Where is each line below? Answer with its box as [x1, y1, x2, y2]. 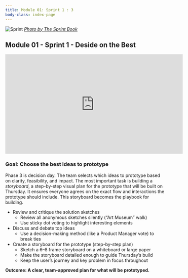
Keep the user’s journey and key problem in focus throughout [20, 257, 148, 263]
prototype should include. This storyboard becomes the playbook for [5, 194, 149, 200]
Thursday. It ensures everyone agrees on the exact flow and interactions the [5, 188, 165, 195]
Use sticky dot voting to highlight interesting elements [20, 219, 133, 225]
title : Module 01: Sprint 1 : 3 [5, 7, 73, 13]
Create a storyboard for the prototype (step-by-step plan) [12, 241, 133, 247]
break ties [20, 236, 42, 242]
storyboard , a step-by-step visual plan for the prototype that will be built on [5, 183, 163, 189]
